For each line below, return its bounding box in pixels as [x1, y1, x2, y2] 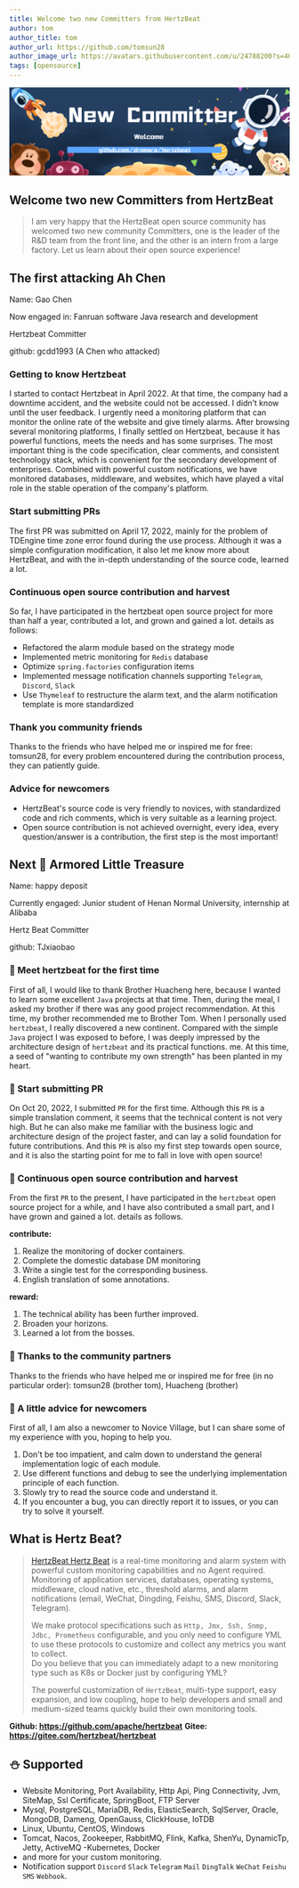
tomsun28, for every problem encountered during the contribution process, [9, 751, 286, 762]
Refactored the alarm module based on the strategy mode [21, 642, 235, 653]
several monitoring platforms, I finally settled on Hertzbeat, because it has [9, 426, 280, 437]
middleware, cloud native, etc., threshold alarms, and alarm [30, 1583, 249, 1594]
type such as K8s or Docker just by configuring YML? [30, 1667, 228, 1678]
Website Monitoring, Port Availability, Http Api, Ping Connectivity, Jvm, [21, 1785, 280, 1795]
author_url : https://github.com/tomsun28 [9, 43, 166, 52]
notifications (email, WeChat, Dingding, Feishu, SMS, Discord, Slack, [30, 1593, 282, 1604]
